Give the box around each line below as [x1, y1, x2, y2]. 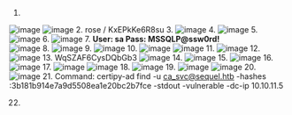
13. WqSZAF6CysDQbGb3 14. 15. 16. [42, 53, 274, 62]
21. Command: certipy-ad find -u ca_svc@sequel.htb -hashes [42, 71, 267, 82]
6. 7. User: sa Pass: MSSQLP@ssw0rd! [42, 34, 220, 44]
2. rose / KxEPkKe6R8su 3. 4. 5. [75, 25, 258, 34]
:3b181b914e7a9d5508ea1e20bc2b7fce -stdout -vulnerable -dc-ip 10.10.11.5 [9, 81, 284, 90]
